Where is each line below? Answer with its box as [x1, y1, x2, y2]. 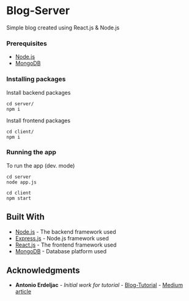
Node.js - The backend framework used [15, 228, 116, 236]
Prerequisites [6, 39, 47, 48]
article [15, 288, 32, 295]
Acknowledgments [6, 266, 81, 276]
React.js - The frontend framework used [15, 241, 117, 248]
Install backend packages [6, 89, 71, 96]
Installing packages [6, 75, 66, 83]
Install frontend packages [6, 117, 71, 124]
